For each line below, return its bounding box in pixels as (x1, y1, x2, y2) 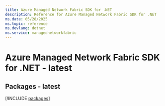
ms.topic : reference (5, 21, 48, 26)
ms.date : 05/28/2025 (5, 16, 48, 21)
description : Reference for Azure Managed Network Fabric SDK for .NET (5, 12, 157, 17)
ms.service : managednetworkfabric (5, 30, 77, 35)
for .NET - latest (5, 63, 72, 74)
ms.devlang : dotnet (5, 26, 46, 31)
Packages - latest (5, 82, 61, 91)
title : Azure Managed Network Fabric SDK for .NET (5, 7, 112, 12)
